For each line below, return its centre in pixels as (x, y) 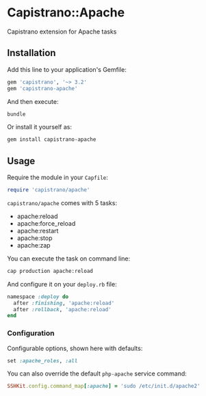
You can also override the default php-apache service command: (97, 373)
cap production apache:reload (50, 271)
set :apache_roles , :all (42, 360)
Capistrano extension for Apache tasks (62, 31)
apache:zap (34, 245)
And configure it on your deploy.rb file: (62, 284)
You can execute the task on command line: (69, 259)
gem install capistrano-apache (52, 140)
